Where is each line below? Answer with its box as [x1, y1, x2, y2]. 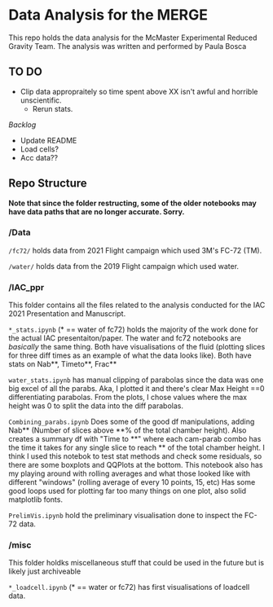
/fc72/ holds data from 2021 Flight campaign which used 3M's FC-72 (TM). [8, 245, 262, 255]
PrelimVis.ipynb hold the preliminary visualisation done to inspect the [8, 511, 243, 521]
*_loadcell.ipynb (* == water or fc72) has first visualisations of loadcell [8, 583, 250, 592]
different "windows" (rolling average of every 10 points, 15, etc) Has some [8, 477, 256, 487]
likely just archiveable [8, 566, 81, 576]
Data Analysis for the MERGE [8, 6, 208, 24]
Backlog [8, 120, 37, 130]
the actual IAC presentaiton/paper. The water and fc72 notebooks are [8, 333, 242, 343]
